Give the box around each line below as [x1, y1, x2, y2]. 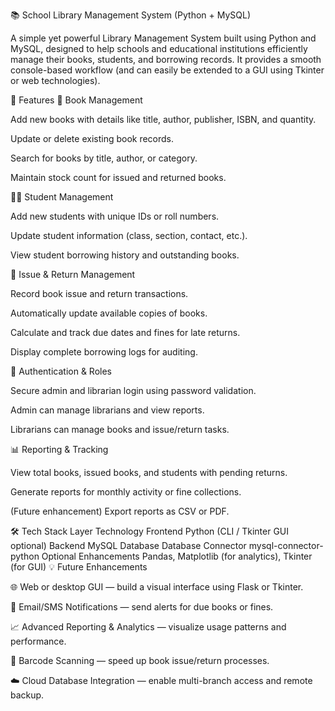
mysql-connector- [248, 540, 324, 551]
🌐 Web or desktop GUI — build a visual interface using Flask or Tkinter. [10, 581, 304, 593]
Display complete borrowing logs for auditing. [10, 346, 198, 358]
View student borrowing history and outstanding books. [10, 249, 240, 261]
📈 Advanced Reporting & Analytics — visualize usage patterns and [10, 621, 287, 633]
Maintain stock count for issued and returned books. [10, 172, 227, 183]
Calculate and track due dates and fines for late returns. [10, 327, 241, 338]
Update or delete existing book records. [10, 133, 175, 144]
